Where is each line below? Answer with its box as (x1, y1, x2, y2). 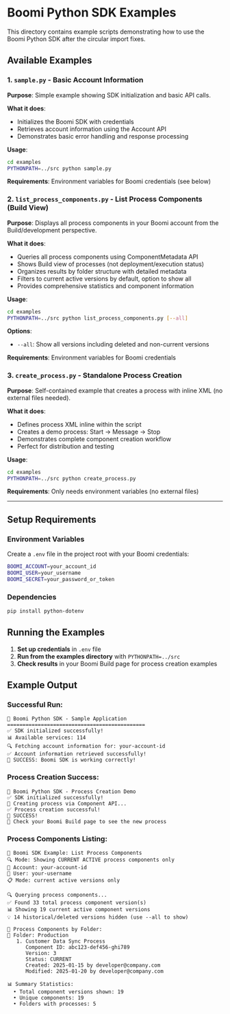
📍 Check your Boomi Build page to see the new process (7, 818, 167, 825)
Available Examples (7, 55, 92, 67)
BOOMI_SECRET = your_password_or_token (7, 576, 115, 582)
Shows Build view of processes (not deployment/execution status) (16, 259, 204, 268)
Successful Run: (7, 700, 63, 709)
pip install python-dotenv (7, 608, 84, 615)
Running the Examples (7, 626, 105, 639)
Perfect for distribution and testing (16, 442, 114, 450)
